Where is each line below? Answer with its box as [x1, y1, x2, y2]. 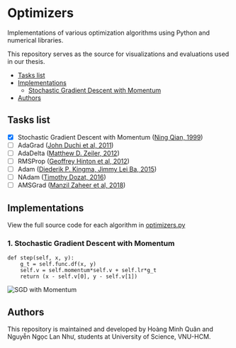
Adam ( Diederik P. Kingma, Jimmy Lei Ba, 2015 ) [17, 165, 157, 173]
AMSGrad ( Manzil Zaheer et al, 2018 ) [17, 181, 126, 189]
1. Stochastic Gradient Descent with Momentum [7, 238, 175, 248]
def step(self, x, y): [7, 254, 74, 262]
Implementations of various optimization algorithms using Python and [7, 28, 210, 37]
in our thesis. [7, 57, 45, 65]
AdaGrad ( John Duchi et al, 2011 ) [17, 140, 114, 150]
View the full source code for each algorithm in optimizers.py [7, 221, 186, 229]
